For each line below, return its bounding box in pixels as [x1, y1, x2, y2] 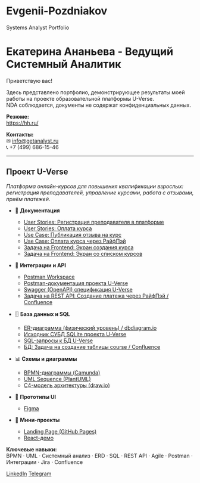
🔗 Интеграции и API [14, 261, 67, 269]
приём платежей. [6, 195, 51, 202]
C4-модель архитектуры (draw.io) [23, 382, 110, 389]
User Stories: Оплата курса [23, 225, 92, 232]
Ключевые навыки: [6, 445, 58, 453]
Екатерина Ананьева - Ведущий [6, 45, 174, 58]
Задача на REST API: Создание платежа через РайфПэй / [23, 292, 169, 299]
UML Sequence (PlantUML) [23, 375, 91, 382]
